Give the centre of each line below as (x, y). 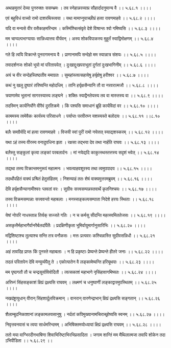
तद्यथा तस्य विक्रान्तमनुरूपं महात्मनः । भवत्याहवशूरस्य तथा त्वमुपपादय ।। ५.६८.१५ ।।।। (79, 168)
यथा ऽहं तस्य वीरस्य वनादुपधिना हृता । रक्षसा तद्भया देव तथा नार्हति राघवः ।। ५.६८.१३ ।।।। (82, 142)
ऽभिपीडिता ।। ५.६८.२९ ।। (29, 341)
